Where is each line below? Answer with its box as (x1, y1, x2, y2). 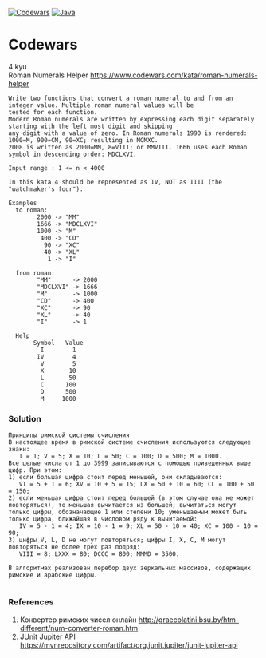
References (8, 597, 54, 608)
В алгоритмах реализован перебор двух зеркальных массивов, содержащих (8, 564, 251, 573)
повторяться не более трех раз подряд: (8, 543, 141, 551)
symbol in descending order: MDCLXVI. (8, 150, 137, 158)
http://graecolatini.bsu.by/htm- (138, 615, 240, 624)
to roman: (15, 206, 48, 214)
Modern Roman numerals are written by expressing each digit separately (8, 115, 255, 123)
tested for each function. (8, 108, 98, 116)
